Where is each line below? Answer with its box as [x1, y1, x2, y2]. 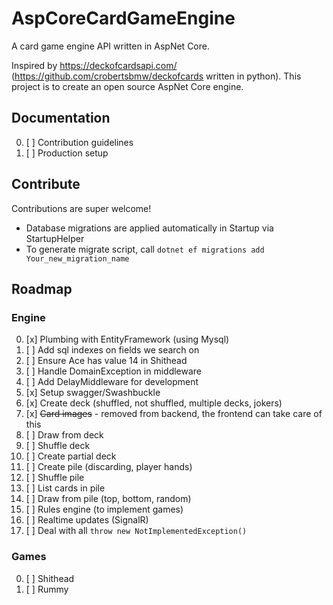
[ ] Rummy [25, 583, 69, 595]
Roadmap [11, 280, 73, 297]
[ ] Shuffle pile [25, 472, 85, 484]
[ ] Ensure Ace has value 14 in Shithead [25, 355, 188, 367]
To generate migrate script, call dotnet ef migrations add [25, 243, 265, 255]
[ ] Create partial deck [25, 450, 117, 462]
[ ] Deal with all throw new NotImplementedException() [25, 525, 248, 537]
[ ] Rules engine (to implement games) [25, 503, 184, 516]
